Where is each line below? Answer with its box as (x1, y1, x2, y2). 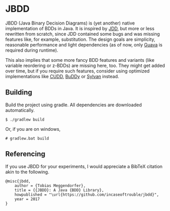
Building (5, 88, 32, 97)
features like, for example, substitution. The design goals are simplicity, (5, 36, 156, 42)
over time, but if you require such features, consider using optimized (5, 67, 150, 74)
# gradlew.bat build (5, 136, 50, 141)
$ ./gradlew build (5, 117, 45, 122)
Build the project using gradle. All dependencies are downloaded (5, 102, 142, 108)
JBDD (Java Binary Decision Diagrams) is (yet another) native (5, 20, 135, 26)
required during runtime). (5, 47, 58, 53)
